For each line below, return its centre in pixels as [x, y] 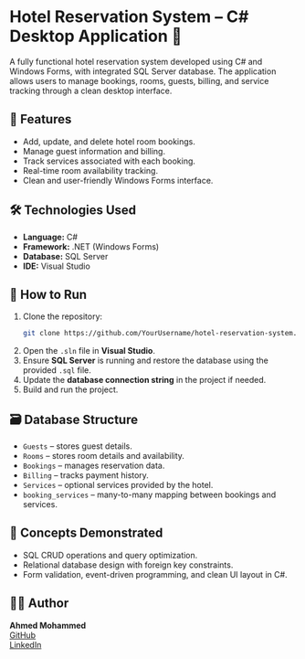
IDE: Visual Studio [57, 266]
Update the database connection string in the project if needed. [144, 380]
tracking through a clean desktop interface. [91, 90]
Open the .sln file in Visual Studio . [89, 351]
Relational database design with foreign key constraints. [128, 565]
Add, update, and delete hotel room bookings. [109, 141]
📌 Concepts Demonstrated [86, 533]
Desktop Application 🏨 [96, 36]
